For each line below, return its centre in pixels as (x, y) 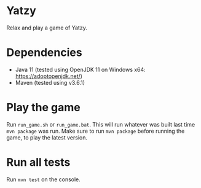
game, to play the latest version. (47, 137)
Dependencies (44, 53)
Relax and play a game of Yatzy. (47, 28)
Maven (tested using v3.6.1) (50, 82)
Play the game (44, 108)
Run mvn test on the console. (44, 179)
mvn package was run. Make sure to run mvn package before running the (96, 131)
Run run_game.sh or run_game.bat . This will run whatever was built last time (101, 124)
